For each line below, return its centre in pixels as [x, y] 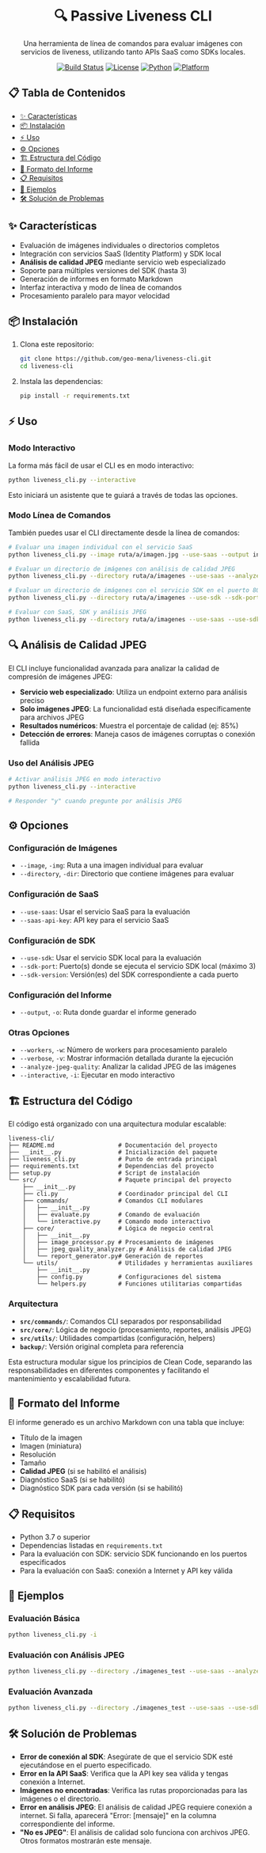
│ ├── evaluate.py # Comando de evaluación [111, 1215]
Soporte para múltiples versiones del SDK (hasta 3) [103, 270]
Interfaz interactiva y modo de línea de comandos [101, 287]
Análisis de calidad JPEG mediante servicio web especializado [123, 262]
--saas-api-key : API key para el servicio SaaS [94, 920]
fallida [30, 742]
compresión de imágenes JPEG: [61, 676]
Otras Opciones [39, 1033]
